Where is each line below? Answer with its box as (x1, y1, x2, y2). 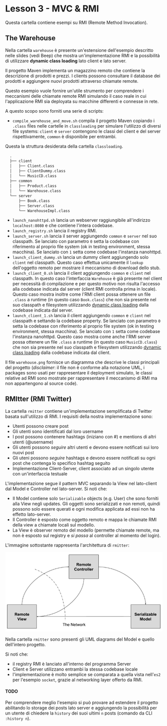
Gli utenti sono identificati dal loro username (12, 428, 104, 434)
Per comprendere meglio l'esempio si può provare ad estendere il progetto (5, 699, 159, 706)
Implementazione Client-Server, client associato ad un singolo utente (12, 465, 155, 471)
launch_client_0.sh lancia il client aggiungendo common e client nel (12, 270, 151, 276)
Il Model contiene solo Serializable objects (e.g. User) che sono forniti (12, 495, 159, 501)
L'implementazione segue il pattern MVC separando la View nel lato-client (5, 480, 157, 486)
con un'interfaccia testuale (12, 471, 68, 477)
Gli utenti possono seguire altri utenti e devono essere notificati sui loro (12, 444, 159, 450)
